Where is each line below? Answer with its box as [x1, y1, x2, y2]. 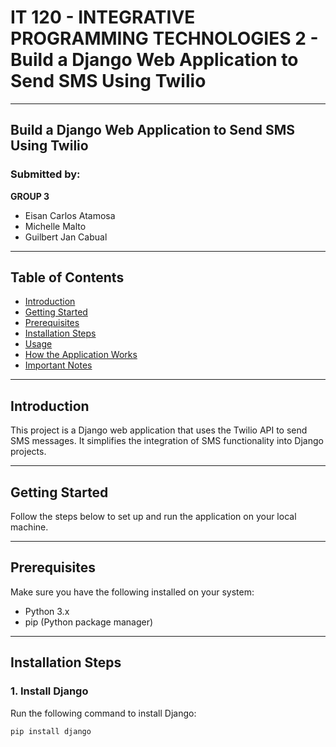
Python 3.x [24, 605, 70, 617]
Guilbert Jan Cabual [24, 231, 108, 243]
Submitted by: [10, 167, 81, 181]
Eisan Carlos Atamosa [24, 209, 116, 221]
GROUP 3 [10, 190, 50, 202]
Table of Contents [10, 269, 125, 286]
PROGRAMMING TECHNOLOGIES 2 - [10, 27, 319, 50]
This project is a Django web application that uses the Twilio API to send [10, 424, 308, 436]
